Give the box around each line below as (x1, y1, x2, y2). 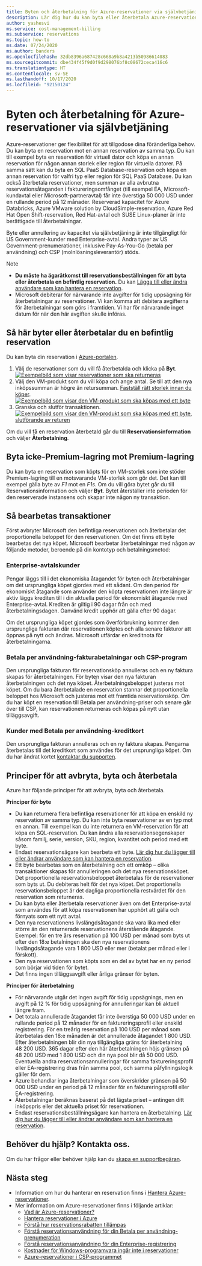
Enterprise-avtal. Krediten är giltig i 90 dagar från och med (6, 600, 151, 608)
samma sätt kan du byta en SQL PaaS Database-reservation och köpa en (6, 166, 187, 173)
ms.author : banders (6, 48, 55, 54)
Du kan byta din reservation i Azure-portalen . (6, 353, 118, 360)
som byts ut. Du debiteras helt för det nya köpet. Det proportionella (14, 880, 182, 888)
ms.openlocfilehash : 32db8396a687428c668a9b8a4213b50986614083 (6, 54, 168, 60)
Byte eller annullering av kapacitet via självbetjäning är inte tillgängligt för (6, 229, 188, 236)
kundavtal (6, 191, 31, 199)
